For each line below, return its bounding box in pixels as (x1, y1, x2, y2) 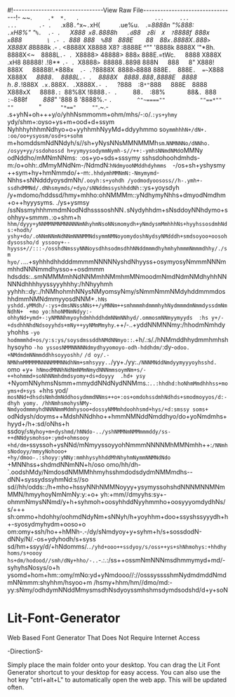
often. (7, 683, 25, 691)
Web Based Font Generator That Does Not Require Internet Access (7, 633, 201, 642)
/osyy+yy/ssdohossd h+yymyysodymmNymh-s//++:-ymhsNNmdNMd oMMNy (7, 147, 203, 154)
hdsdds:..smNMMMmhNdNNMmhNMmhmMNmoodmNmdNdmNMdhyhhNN (7, 273, 227, 280)
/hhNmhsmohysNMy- (41, 400, 93, 407)
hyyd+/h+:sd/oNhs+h (7, 420, 70, 428)
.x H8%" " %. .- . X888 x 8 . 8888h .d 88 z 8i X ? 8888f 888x (7, 28, 210, 36)
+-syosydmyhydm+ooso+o (7, 520, 86, 528)
